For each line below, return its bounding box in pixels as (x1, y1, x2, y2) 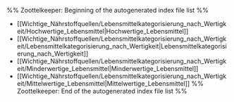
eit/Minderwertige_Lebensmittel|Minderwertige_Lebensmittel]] (16, 65, 199, 72)
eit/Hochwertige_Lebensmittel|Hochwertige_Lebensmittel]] (16, 27, 189, 35)
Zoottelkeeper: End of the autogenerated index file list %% (16, 87, 187, 95)
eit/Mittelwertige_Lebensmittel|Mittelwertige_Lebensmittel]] (16, 79, 190, 87)
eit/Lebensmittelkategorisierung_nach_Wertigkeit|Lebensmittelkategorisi (16, 42, 227, 50)
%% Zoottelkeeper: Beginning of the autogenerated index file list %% (6, 6, 209, 14)
